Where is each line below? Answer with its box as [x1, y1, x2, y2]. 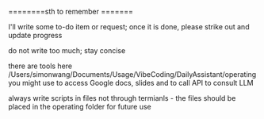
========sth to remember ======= [8, 7, 133, 16]
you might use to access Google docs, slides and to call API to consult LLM [8, 79, 254, 87]
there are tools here [8, 61, 73, 71]
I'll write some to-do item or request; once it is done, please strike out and [8, 22, 250, 31]
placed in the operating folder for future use [8, 102, 152, 111]
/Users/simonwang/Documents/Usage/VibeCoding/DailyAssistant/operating [8, 70, 257, 79]
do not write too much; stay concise [8, 46, 126, 55]
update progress [8, 31, 63, 40]
